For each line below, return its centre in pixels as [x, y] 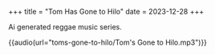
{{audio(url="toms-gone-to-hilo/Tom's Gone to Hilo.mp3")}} [107, 42]
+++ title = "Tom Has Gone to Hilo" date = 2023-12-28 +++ [106, 12]
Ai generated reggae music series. [65, 27]
